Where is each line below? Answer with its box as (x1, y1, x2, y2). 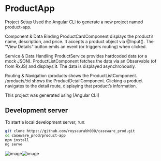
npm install (5, 137, 29, 143)
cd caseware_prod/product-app (5, 133, 66, 138)
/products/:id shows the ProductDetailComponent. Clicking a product (5, 78, 143, 84)
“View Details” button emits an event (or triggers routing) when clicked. (5, 44, 147, 49)
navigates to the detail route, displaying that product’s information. (5, 83, 137, 88)
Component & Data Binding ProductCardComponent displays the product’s (5, 33, 154, 39)
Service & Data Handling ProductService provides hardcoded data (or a (5, 53, 147, 59)
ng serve (5, 142, 23, 147)
